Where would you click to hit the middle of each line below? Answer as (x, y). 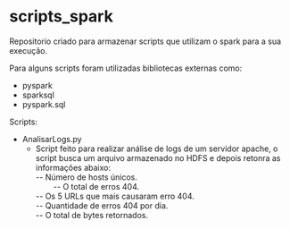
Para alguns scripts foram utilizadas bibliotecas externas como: (126, 68)
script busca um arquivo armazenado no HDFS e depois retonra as (158, 157)
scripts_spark (61, 17)
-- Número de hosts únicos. (87, 177)
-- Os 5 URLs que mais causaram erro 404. (115, 196)
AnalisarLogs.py (52, 139)
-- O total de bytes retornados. (92, 215)
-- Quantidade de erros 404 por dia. (102, 205)
